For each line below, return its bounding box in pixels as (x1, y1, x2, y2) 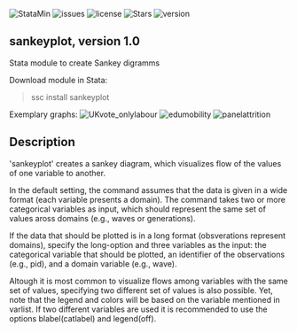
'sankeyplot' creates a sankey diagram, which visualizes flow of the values (9, 158, 282, 168)
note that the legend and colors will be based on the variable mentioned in (9, 294, 281, 305)
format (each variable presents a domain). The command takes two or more (9, 194, 286, 205)
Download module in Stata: (9, 74, 108, 85)
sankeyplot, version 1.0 (9, 34, 140, 49)
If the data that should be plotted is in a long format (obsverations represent (9, 230, 286, 241)
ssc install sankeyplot (30, 91, 110, 102)
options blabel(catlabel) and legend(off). (9, 313, 157, 323)
